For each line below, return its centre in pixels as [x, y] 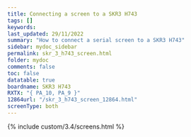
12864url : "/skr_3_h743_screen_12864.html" [73, 100]
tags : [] [20, 21]
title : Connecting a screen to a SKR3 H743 [73, 14]
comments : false [31, 67]
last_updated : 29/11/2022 [45, 34]
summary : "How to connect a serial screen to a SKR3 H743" [96, 40]
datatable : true [31, 80]
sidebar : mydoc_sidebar [42, 47]
